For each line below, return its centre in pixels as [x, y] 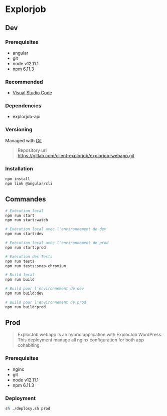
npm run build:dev [24, 293]
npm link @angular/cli [29, 183]
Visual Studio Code [32, 93]
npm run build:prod [26, 307]
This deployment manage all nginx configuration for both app [81, 340]
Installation [19, 168]
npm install [18, 179]
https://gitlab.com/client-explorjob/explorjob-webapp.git [76, 155]
